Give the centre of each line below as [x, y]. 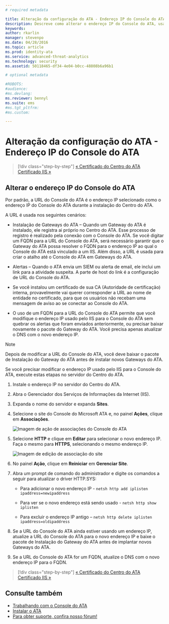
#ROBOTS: [14, 84]
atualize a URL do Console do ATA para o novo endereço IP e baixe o [84, 536]
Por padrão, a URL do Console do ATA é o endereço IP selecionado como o [83, 200]
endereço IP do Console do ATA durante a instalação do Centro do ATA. [79, 205]
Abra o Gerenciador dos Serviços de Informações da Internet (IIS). [81, 394]
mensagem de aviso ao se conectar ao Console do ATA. [70, 303]
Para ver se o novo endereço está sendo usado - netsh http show [88, 503]
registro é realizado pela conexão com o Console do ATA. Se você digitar [88, 236]
